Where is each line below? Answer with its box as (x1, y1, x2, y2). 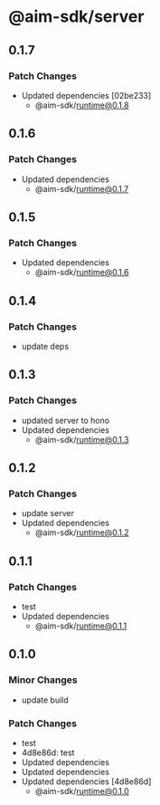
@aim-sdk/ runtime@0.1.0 (34, 785, 130, 796)
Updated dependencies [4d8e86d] (21, 776, 152, 787)
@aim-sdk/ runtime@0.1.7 (34, 183, 129, 194)
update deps (21, 340, 70, 351)
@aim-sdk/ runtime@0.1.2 (34, 527, 130, 538)
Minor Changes (8, 674, 78, 686)
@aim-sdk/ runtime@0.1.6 (34, 267, 129, 278)
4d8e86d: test (21, 747, 75, 758)
